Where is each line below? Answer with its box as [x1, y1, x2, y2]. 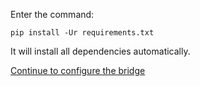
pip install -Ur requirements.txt [10, 28, 155, 38]
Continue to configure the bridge [10, 65, 146, 76]
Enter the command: [10, 9, 95, 20]
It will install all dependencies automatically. [10, 45, 191, 57]
